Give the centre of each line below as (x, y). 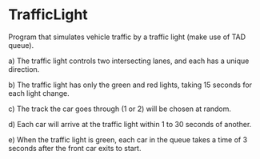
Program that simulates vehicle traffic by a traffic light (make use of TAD (127, 37)
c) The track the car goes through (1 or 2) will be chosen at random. (120, 109)
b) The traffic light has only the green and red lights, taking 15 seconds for (130, 85)
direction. (24, 69)
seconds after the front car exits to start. (75, 148)
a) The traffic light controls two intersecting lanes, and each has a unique (129, 61)
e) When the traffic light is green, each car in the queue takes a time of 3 (128, 139)
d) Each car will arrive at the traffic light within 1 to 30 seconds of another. (130, 124)
